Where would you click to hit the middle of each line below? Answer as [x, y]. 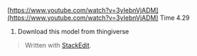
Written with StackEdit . [58, 45]
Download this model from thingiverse [73, 32]
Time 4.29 [175, 18]
